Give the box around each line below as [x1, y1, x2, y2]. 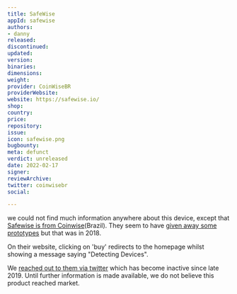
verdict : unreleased [7, 155, 69, 163]
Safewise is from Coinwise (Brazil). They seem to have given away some [7, 221, 217, 230]
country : [7, 109, 33, 116]
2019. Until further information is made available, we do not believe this [7, 271, 214, 280]
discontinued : [7, 43, 50, 50]
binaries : [7, 63, 37, 70]
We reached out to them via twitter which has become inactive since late [7, 264, 219, 273]
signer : [7, 168, 30, 176]
